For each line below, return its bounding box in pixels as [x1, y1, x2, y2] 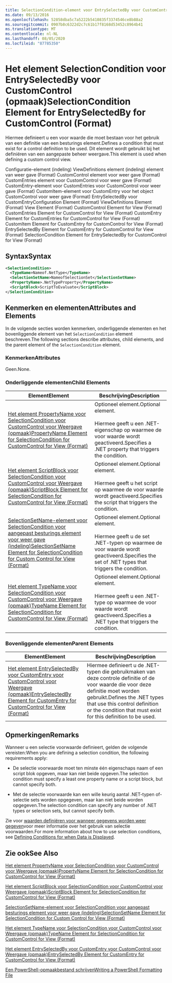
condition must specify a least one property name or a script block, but [12, 776, 163, 782]
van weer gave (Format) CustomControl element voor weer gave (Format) [5, 171, 160, 178]
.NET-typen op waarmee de [94, 539, 162, 546]
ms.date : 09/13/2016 [5, 12, 50, 17]
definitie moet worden [87, 687, 140, 695]
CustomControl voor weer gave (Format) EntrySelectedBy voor [5, 193, 138, 200]
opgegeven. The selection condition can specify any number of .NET [12, 802, 157, 809]
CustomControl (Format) [5, 117, 112, 129]
